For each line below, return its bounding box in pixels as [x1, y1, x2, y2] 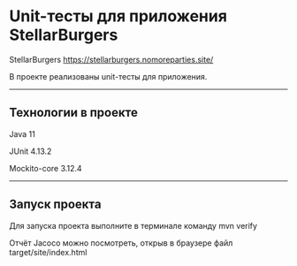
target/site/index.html [9, 247, 88, 257]
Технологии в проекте [9, 105, 139, 120]
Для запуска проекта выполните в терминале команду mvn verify [9, 220, 258, 231]
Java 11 [9, 128, 35, 139]
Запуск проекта [9, 197, 102, 212]
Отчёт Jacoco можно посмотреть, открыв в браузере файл [9, 237, 233, 248]
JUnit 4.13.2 [9, 146, 52, 156]
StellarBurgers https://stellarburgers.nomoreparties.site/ [9, 54, 214, 65]
